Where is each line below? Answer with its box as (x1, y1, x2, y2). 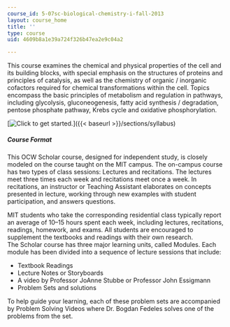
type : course (7, 29, 45, 37)
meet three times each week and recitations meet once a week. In (7, 175, 197, 183)
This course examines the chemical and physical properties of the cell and (7, 61, 222, 70)
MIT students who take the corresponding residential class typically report (7, 211, 222, 220)
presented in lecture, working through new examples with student (7, 190, 197, 199)
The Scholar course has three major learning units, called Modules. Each (7, 241, 217, 249)
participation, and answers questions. (7, 197, 116, 206)
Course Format (7, 135, 52, 144)
